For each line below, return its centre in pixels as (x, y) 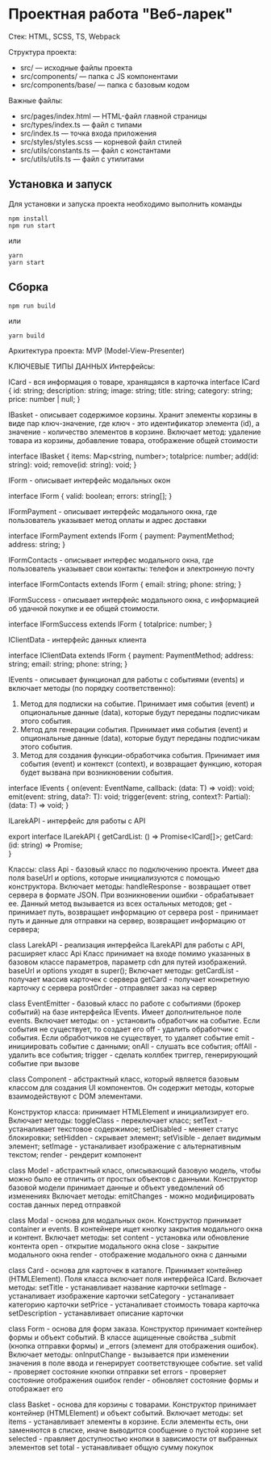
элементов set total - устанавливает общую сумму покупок (111, 1447)
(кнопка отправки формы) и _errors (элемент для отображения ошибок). (133, 1345)
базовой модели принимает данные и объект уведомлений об (116, 1187)
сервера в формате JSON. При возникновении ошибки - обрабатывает (131, 895)
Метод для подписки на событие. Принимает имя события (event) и (138, 704)
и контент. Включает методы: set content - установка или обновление (129, 1237)
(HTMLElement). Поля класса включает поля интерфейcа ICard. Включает (135, 1278)
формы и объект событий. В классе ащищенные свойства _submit (122, 1337)
